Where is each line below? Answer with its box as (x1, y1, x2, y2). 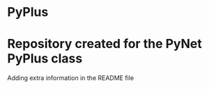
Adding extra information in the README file (7, 74, 134, 82)
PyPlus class (7, 51, 83, 67)
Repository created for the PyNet (7, 36, 202, 52)
